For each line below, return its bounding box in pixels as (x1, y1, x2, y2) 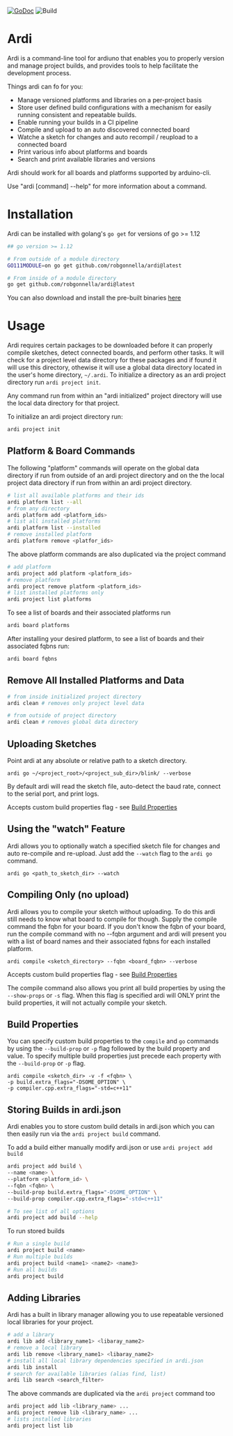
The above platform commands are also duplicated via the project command (7, 550, 226, 558)
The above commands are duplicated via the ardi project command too (7, 1389, 216, 1398)
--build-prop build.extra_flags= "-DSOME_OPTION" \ (7, 1189, 157, 1196)
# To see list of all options (7, 1207, 95, 1215)
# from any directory (7, 505, 70, 512)
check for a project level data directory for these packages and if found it (7, 356, 217, 364)
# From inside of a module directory (7, 275, 117, 281)
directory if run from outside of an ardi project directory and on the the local (7, 471, 225, 479)
